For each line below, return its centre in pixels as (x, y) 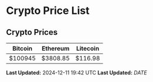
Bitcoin (23, 49)
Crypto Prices (32, 32)
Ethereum (56, 49)
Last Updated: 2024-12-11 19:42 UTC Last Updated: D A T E (77, 73)
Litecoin (88, 49)
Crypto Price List (48, 11)
